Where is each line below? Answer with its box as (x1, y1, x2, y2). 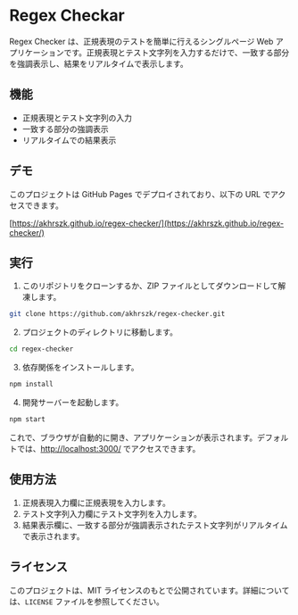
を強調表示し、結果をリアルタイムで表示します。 (9, 58, 189, 69)
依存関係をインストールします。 (21, 362, 140, 373)
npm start (9, 415, 46, 424)
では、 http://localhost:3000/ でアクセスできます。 (16, 443, 201, 453)
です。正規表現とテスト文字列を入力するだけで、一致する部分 (63, 46, 290, 58)
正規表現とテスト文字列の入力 (21, 112, 132, 123)
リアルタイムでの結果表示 (21, 135, 117, 145)
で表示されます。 (21, 530, 85, 541)
